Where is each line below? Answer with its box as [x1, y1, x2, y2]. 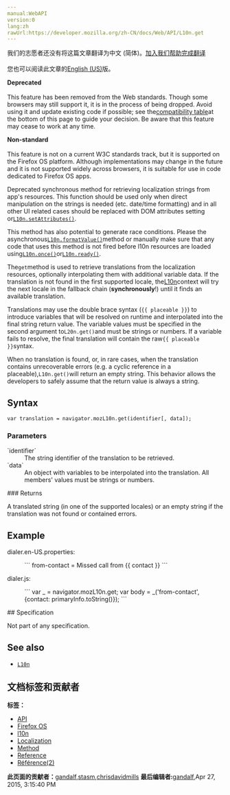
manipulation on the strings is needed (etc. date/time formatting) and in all [7, 200, 217, 208]
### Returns [7, 489, 43, 498]
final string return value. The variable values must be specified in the [7, 320, 201, 328]
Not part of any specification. [7, 622, 91, 630]
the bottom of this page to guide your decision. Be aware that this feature [7, 115, 214, 124]
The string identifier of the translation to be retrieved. [24, 454, 175, 462]
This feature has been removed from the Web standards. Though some [7, 93, 208, 102]
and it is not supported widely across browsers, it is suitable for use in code [7, 165, 221, 173]
